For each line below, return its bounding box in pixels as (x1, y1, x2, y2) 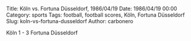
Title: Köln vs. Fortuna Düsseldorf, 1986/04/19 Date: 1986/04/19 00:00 (6, 5, 177, 12)
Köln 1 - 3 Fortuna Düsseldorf (6, 29, 78, 36)
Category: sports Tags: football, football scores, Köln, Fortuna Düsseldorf (6, 11, 185, 18)
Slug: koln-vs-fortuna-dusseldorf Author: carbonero (6, 18, 133, 24)
